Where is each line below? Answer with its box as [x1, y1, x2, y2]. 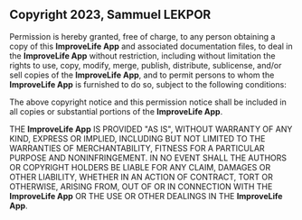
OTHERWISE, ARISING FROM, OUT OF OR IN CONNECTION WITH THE [9, 180, 273, 192]
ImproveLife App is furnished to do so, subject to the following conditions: [9, 78, 287, 89]
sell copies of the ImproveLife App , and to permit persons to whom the [9, 69, 275, 80]
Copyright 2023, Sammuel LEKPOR [9, 7, 212, 23]
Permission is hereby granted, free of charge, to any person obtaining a [9, 31, 276, 41]
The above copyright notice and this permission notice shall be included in [9, 96, 287, 107]
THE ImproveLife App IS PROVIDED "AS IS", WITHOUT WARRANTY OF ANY [9, 124, 293, 134]
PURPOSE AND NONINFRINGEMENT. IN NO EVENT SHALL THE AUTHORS [9, 152, 288, 163]
